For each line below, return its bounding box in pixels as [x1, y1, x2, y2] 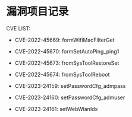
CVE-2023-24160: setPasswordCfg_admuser [14, 94, 125, 101]
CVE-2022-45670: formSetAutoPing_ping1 [14, 48, 120, 55]
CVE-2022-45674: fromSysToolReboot [14, 71, 110, 78]
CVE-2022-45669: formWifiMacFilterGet [14, 36, 115, 43]
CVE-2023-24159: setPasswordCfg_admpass [14, 82, 126, 89]
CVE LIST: [6, 24, 31, 32]
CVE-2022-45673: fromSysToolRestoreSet [14, 59, 120, 67]
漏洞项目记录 [6, 5, 70, 18]
